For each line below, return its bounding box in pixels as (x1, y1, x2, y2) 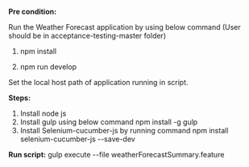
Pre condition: (8, 7, 57, 16)
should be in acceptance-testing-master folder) (8, 31, 167, 40)
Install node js (19, 108, 67, 118)
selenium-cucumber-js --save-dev (19, 134, 135, 144)
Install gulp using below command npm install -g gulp (19, 117, 198, 127)
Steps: (8, 93, 31, 103)
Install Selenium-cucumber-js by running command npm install (19, 126, 229, 135)
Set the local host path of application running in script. (8, 78, 189, 87)
